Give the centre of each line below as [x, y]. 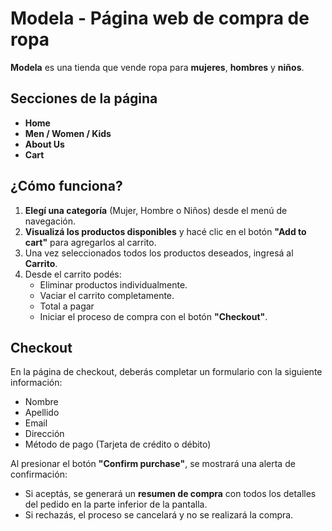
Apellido [42, 413]
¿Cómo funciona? [66, 186]
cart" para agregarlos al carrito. [90, 242]
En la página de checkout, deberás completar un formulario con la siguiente [166, 372]
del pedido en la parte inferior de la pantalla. [116, 504]
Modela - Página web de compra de [160, 18]
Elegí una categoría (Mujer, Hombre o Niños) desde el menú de [156, 210]
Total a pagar [67, 306]
